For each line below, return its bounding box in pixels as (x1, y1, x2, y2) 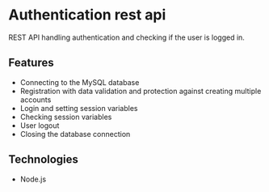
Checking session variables (19, 112, 112, 122)
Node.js (19, 174, 47, 184)
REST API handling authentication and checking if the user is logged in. (8, 32, 245, 42)
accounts (19, 95, 52, 105)
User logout (19, 120, 60, 130)
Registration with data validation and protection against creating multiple (19, 86, 262, 96)
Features (8, 56, 54, 70)
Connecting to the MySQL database (19, 77, 140, 87)
